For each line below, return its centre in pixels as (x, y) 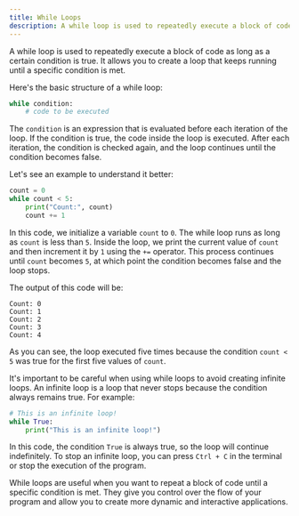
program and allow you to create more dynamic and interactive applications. (149, 502)
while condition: (41, 103)
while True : (31, 422)
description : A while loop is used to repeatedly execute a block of (141, 26)
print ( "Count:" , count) (69, 207)
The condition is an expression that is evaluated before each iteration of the (149, 129)
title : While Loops (45, 17)
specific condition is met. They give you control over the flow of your (136, 492)
